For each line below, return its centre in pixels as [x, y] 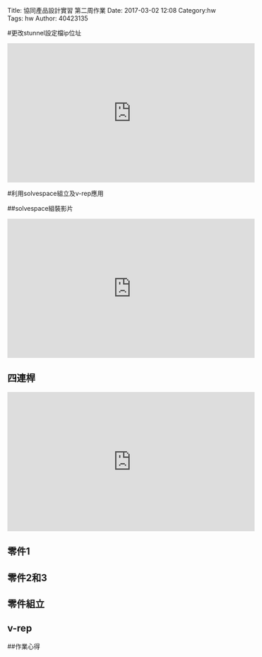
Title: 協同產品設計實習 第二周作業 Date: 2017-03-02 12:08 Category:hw [112, 10]
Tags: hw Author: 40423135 [48, 18]
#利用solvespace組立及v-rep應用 [55, 193]
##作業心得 [24, 646]
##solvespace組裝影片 [40, 208]
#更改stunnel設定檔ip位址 [44, 33]
